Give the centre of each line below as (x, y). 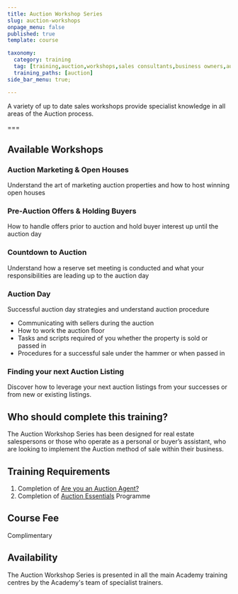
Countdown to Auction (47, 253)
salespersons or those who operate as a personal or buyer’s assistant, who (117, 441)
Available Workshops (56, 149)
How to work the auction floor (61, 331)
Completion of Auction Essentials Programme (84, 496)
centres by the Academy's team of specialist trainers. (85, 582)
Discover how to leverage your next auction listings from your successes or (118, 387)
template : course (33, 40)
